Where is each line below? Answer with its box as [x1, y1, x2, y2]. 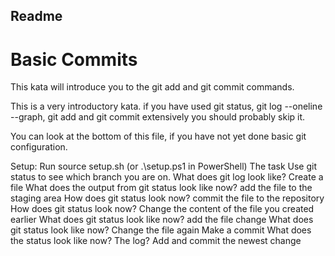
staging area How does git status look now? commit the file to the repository [10, 192, 325, 204]
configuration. [10, 141, 68, 153]
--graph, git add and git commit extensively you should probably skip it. [10, 111, 306, 123]
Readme [10, 8, 63, 25]
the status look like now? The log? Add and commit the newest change [10, 235, 302, 247]
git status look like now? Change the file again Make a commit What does [10, 224, 312, 236]
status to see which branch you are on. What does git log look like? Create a [10, 171, 324, 183]
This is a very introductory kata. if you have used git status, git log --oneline [10, 100, 323, 113]
